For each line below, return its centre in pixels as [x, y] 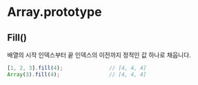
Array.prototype [55, 12]
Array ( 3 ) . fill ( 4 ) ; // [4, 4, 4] [77, 74]
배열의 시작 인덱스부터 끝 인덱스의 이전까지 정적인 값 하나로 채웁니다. [99, 55]
